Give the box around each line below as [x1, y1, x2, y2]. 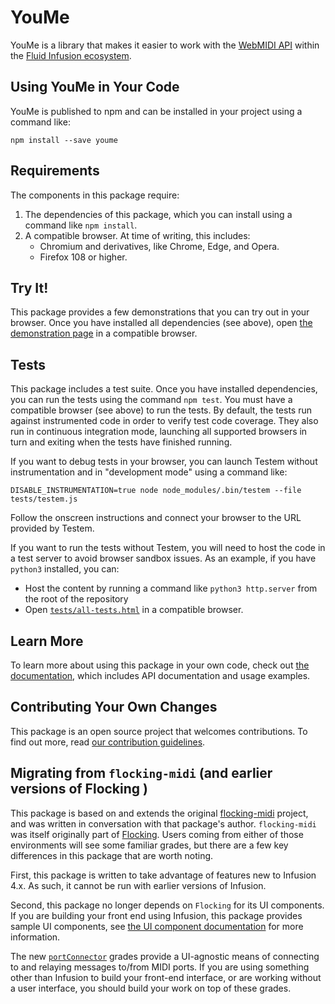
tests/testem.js [10, 494, 78, 505]
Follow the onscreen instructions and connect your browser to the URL [10, 512, 302, 524]
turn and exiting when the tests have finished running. [10, 436, 233, 448]
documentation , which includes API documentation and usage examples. [10, 670, 311, 681]
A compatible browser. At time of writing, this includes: [24, 229, 251, 241]
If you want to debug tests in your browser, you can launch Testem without [10, 456, 318, 468]
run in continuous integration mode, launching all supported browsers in [10, 426, 308, 438]
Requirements [10, 162, 100, 180]
